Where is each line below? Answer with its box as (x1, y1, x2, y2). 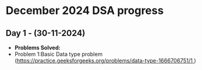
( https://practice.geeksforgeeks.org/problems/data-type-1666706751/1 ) (14, 57, 197, 64)
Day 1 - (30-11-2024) (5, 28, 86, 38)
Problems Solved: (14, 44, 61, 51)
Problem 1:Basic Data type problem (14, 51, 103, 58)
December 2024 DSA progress (5, 4, 164, 18)
